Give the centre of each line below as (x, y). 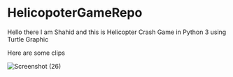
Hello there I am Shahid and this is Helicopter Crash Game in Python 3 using (117, 32)
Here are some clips (36, 53)
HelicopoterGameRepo (75, 13)
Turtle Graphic (28, 39)
